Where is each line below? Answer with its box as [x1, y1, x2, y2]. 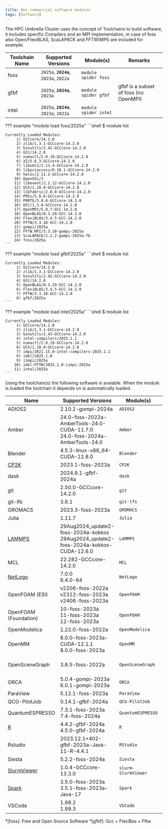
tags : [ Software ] [5, 12, 41, 17]
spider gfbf [81, 92, 110, 98]
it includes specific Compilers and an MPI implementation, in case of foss [5, 31, 156, 37]
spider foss [81, 75, 110, 80]
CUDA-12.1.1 [59, 640, 93, 647]
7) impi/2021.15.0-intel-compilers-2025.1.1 [16, 349, 111, 354]
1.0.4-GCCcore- [59, 764, 101, 771]
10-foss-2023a [59, 605, 99, 612]
